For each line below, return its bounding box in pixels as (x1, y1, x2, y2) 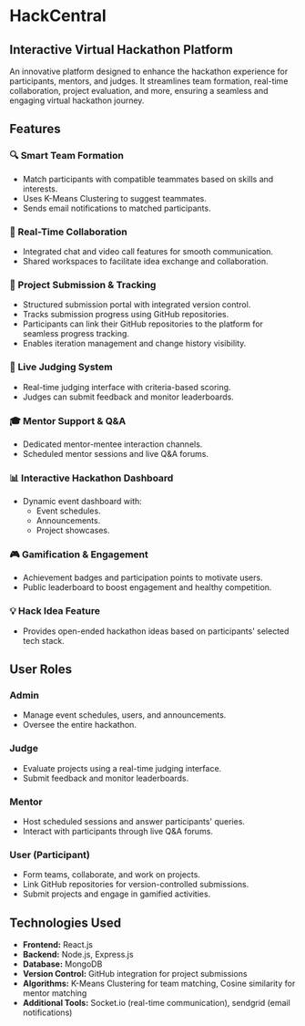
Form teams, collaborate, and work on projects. (22, 869, 200, 880)
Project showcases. (36, 525, 111, 536)
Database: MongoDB (22, 959, 103, 969)
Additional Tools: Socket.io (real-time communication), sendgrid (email (22, 998, 291, 1009)
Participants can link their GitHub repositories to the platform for (22, 318, 264, 329)
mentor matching (22, 988, 87, 999)
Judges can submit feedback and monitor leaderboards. (22, 391, 234, 402)
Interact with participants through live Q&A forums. (22, 826, 214, 837)
